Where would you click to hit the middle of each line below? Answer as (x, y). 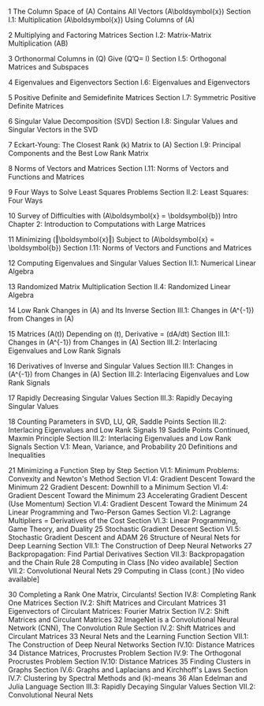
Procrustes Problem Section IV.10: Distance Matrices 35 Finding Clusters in (129, 661)
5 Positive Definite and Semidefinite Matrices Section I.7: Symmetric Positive (132, 97)
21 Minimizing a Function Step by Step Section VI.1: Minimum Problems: (124, 470)
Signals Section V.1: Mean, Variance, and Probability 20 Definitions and (123, 447)
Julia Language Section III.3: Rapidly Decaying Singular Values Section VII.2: (132, 686)
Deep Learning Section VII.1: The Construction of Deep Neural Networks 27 (130, 546)
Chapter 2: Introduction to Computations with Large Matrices (107, 224)
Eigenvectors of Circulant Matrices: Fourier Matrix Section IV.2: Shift (119, 611)
